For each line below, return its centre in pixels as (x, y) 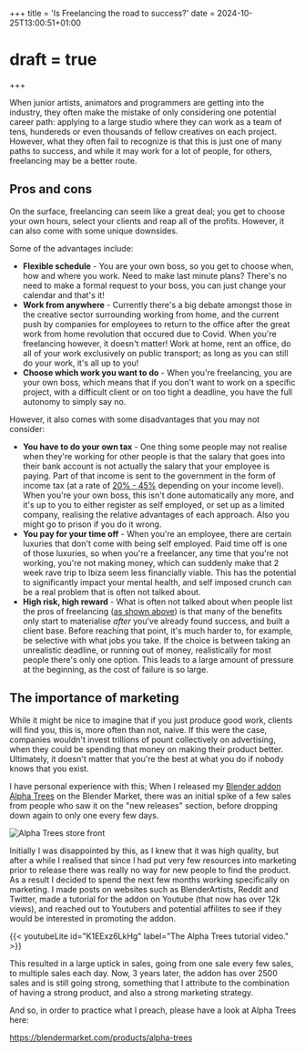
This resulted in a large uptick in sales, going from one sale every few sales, (152, 963)
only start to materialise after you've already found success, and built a (156, 621)
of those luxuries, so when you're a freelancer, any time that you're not (155, 553)
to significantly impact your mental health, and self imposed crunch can (157, 582)
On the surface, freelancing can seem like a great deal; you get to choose (147, 211)
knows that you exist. (49, 768)
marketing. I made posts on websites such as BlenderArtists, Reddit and (144, 889)
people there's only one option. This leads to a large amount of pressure (158, 659)
